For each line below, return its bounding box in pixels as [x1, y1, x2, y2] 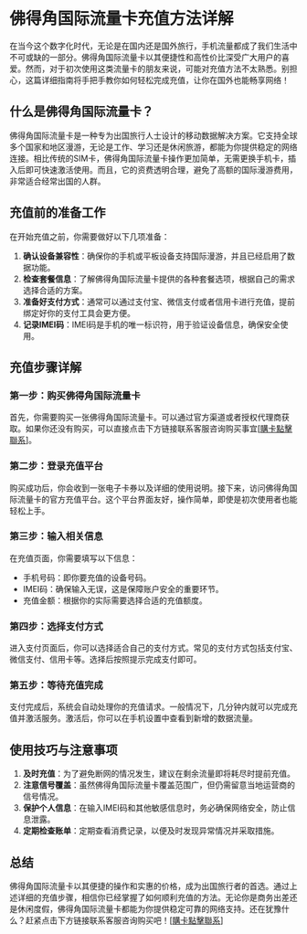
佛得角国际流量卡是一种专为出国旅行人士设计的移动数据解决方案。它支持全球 [9, 130, 298, 141]
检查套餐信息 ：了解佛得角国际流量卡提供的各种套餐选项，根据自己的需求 [22, 273, 295, 284]
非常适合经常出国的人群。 [9, 175, 106, 186]
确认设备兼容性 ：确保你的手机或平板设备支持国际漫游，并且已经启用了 [22, 250, 288, 261]
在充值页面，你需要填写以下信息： [9, 552, 138, 563]
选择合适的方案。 [22, 284, 88, 295]
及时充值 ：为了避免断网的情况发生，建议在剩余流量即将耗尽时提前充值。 [22, 769, 295, 780]
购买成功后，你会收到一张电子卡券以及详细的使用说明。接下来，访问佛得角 [9, 482, 290, 494]
